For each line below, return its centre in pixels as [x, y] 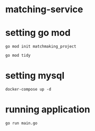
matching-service [44, 9]
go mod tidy [18, 56]
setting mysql [35, 76]
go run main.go [21, 123]
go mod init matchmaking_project [41, 47]
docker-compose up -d [28, 90]
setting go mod [38, 33]
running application [48, 110]
